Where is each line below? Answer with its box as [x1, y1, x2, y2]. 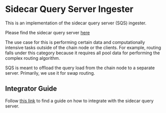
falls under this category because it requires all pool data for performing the [5, 50, 160, 56]
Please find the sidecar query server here [5, 29, 90, 35]
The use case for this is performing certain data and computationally [5, 39, 145, 45]
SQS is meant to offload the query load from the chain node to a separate [5, 65, 155, 71]
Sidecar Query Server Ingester [5, 3, 134, 15]
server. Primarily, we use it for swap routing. [5, 70, 95, 76]
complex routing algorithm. [5, 55, 60, 61]
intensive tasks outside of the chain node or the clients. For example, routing [5, 44, 162, 50]
